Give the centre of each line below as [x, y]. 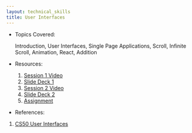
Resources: [29, 64]
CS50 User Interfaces [41, 123]
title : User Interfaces [36, 17]
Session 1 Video [43, 75]
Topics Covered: [35, 34]
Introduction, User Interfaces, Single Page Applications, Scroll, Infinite [100, 46]
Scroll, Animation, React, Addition [56, 52]
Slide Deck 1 [39, 82]
